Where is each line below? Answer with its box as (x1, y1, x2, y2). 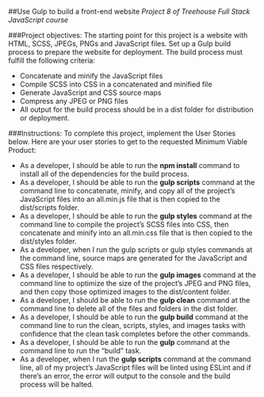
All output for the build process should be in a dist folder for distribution (19, 105, 254, 114)
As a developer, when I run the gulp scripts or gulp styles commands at (19, 245, 253, 254)
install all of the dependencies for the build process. (19, 170, 190, 178)
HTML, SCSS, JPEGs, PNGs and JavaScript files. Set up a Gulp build (8, 39, 231, 48)
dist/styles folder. (19, 237, 77, 246)
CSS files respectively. (19, 261, 94, 271)
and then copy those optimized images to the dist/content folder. (19, 287, 231, 296)
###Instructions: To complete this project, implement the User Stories (8, 128, 236, 138)
